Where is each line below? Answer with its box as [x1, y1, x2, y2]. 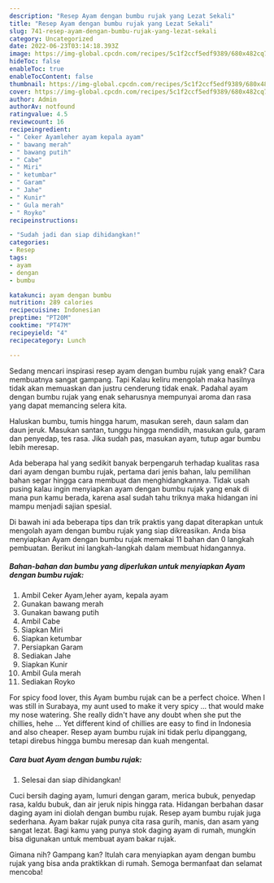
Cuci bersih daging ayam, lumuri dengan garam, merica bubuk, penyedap [9, 791, 256, 801]
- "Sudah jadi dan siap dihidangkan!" [9, 231, 141, 239]
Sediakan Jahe [20, 651, 72, 661]
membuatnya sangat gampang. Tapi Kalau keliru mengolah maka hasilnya [9, 374, 255, 384]
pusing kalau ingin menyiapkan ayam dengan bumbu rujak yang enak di [9, 483, 250, 493]
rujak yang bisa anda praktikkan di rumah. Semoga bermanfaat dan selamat [9, 859, 263, 868]
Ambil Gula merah [20, 668, 81, 678]
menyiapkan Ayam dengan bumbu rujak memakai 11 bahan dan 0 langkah [9, 534, 254, 544]
